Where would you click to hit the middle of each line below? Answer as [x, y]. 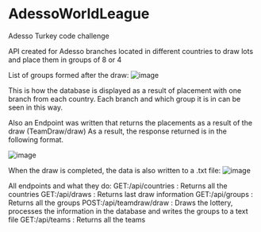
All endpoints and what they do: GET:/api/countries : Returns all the [118, 186]
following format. [36, 139]
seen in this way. [36, 107]
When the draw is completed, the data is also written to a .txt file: [115, 170]
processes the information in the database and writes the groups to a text [128, 211]
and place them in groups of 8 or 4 [65, 60]
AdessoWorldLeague [79, 14]
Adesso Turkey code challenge [59, 36]
